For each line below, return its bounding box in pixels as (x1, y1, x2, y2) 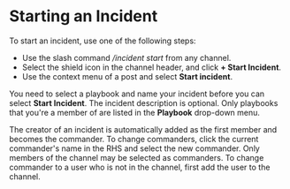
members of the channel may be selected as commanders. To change (9, 152, 264, 163)
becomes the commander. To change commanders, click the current (9, 133, 259, 144)
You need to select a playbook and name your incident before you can (9, 88, 265, 99)
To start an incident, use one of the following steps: (9, 35, 196, 46)
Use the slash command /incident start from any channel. (21, 52, 232, 63)
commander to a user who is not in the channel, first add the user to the (9, 162, 271, 172)
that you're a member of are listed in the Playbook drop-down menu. (9, 107, 261, 117)
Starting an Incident (9, 6, 158, 26)
